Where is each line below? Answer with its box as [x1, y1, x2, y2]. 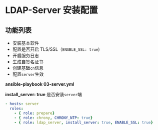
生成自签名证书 [12, 59, 43, 65]
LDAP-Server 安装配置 [5, 4, 98, 16]
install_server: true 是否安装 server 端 [5, 92, 82, 97]
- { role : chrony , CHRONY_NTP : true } [14, 115, 93, 120]
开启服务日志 [12, 53, 39, 58]
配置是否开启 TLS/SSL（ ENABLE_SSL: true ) [12, 46, 100, 52]
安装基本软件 [12, 40, 39, 46]
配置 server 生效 [12, 71, 44, 77]
